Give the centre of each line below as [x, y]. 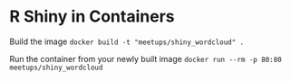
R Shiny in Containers [92, 17]
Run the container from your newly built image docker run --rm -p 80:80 [146, 58]
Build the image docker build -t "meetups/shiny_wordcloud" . [127, 41]
